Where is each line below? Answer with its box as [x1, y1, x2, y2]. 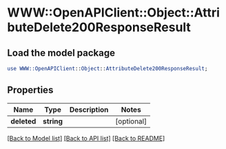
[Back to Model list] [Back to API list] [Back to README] [7, 134, 165, 142]
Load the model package [7, 47, 116, 59]
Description [69, 105, 109, 115]
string [42, 116, 63, 126]
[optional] [115, 116, 147, 126]
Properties [7, 84, 54, 96]
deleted [10, 116, 37, 126]
